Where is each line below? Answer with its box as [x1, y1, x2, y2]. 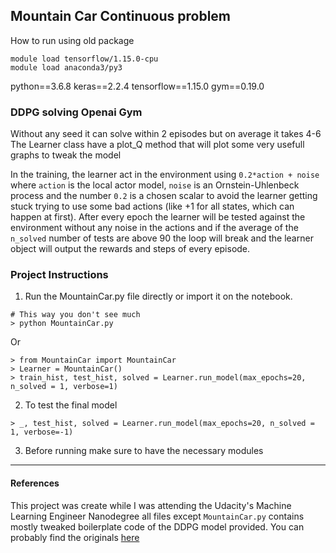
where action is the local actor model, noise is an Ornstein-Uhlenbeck [10, 179, 300, 191]
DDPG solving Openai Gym [10, 105, 143, 119]
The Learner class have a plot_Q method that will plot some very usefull [10, 139, 305, 151]
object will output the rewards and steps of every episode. [10, 243, 251, 255]
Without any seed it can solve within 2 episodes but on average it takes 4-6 [10, 128, 322, 140]
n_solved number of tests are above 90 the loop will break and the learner [10, 232, 314, 244]
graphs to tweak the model [10, 149, 122, 161]
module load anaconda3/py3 [10, 62, 123, 73]
